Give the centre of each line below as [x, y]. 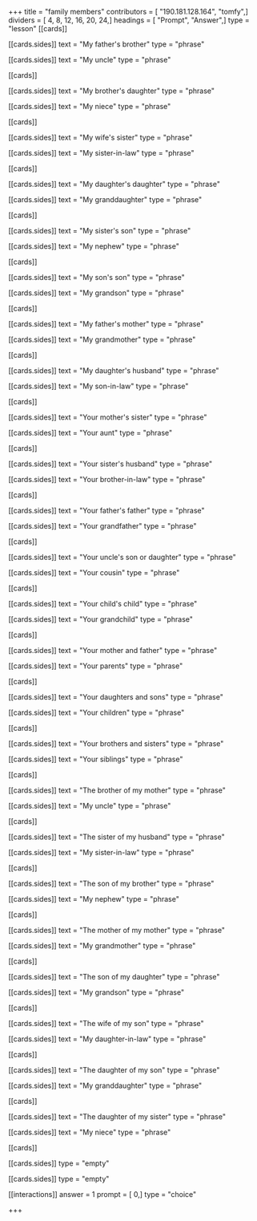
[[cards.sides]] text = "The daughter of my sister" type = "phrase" [117, 1117]
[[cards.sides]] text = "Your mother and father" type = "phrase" [113, 650]
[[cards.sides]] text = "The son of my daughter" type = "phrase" [114, 977]
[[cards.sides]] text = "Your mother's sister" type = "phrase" [108, 417]
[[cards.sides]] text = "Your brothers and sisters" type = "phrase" [116, 744]
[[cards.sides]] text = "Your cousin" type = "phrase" [94, 572]
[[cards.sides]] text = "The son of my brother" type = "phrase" [111, 883]
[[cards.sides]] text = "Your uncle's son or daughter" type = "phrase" [122, 557]
